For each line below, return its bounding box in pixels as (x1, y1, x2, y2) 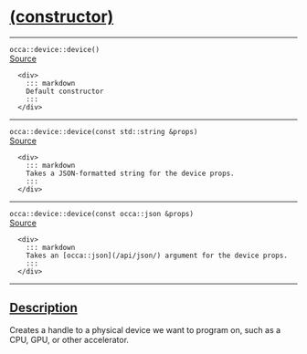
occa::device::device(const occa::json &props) (9, 209, 195, 218)
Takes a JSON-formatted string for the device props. (26, 169, 235, 178)
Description (9, 300, 78, 316)
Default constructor (26, 87, 104, 96)
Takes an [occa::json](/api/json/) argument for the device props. (26, 251, 288, 260)
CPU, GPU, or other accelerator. (9, 334, 130, 345)
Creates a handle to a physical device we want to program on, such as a (9, 324, 281, 335)
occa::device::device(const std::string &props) (9, 127, 198, 136)
